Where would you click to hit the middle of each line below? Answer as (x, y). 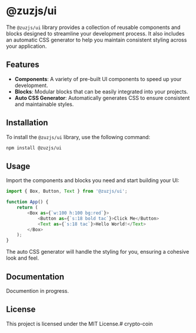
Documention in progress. (38, 290)
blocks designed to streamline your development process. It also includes (95, 33)
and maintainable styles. (44, 104)
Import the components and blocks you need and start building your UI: (93, 180)
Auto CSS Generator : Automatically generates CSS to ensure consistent (102, 98)
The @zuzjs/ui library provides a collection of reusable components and (93, 27)
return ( (27, 208)
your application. (26, 46)
